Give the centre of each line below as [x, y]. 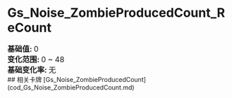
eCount [29, 28]
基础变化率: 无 [32, 70]
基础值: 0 [23, 49]
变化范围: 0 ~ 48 [36, 59]
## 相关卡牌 [25, 79]
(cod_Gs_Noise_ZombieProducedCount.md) [71, 87]
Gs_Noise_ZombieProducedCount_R [116, 13]
